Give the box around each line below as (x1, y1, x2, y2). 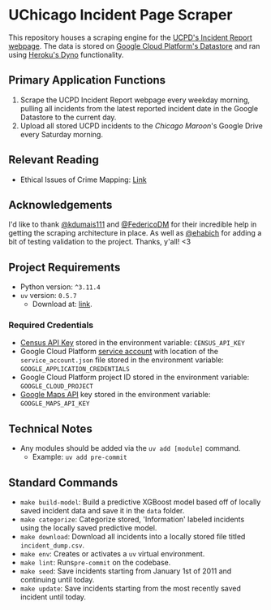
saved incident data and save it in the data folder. (19, 506, 185, 516)
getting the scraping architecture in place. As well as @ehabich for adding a (8, 228, 262, 238)
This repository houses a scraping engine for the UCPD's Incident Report (8, 32, 253, 42)
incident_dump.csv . (19, 540, 85, 550)
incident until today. (19, 592, 87, 602)
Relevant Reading (8, 153, 99, 167)
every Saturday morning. (19, 129, 104, 139)
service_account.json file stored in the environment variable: (19, 355, 225, 365)
